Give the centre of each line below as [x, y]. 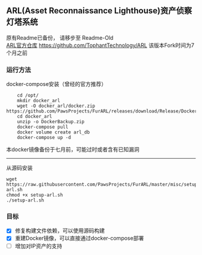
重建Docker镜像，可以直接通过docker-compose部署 [79, 238]
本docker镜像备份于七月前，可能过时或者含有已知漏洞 [73, 150]
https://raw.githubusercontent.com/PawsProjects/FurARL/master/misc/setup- [103, 185]
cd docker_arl [35, 117]
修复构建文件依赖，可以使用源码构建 [60, 231]
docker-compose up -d [44, 138]
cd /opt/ [28, 96]
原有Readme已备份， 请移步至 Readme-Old [60, 37]
